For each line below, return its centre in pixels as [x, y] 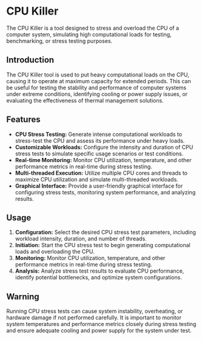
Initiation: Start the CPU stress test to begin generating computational [103, 245]
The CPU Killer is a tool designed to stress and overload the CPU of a [93, 28]
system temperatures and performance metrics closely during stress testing [101, 324]
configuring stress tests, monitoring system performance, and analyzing [105, 192]
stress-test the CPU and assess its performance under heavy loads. [100, 140]
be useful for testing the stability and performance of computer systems [96, 87]
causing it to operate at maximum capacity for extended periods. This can [99, 81]
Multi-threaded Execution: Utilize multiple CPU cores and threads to [101, 173]
